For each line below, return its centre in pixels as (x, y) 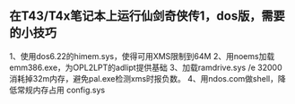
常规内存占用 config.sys (61, 90)
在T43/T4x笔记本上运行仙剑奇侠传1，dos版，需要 (147, 16)
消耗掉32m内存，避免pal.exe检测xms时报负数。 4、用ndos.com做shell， (143, 78)
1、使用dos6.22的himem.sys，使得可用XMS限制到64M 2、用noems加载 (142, 56)
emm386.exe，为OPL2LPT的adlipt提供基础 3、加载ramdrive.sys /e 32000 (146, 67)
